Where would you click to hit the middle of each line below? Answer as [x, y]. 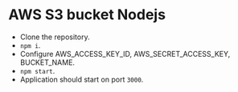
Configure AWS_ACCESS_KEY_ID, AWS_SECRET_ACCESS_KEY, [125, 54]
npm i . [30, 45]
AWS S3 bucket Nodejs [87, 15]
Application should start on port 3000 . [82, 79]
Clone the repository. [55, 37]
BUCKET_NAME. [47, 62]
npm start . [37, 70]
